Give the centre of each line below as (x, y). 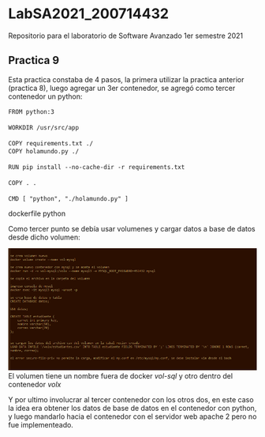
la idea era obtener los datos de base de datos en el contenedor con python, (132, 409)
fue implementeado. (41, 425)
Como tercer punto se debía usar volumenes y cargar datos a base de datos (132, 228)
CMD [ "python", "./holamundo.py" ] (68, 198)
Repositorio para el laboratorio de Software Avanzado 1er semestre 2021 (126, 36)
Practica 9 (34, 60)
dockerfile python (37, 213)
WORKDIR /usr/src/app (44, 127)
